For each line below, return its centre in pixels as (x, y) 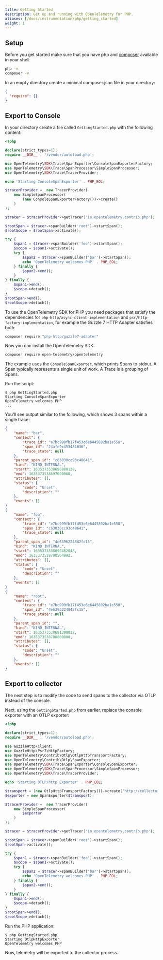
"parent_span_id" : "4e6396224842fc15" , (54, 542)
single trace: (17, 420)
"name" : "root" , (30, 596)
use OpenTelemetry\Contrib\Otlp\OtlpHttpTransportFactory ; (66, 755)
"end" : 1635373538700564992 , (43, 555)
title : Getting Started (29, 9)
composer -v (17, 73)
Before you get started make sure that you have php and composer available (81, 55)
